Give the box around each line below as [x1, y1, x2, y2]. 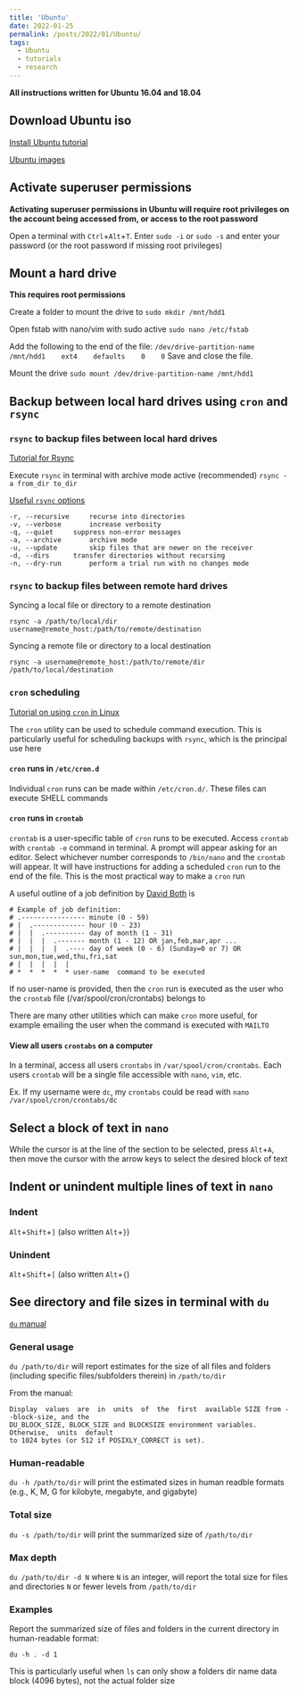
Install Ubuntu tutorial [9, 136, 88, 147]
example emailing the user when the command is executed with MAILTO [9, 1020, 269, 1030]
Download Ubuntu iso [9, 113, 132, 128]
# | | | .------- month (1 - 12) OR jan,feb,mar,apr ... [9, 937, 238, 946]
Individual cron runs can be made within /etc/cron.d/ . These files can [9, 782, 267, 794]
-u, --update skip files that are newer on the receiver [9, 543, 253, 552]
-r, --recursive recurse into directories [9, 512, 186, 521]
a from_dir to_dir [9, 479, 78, 488]
